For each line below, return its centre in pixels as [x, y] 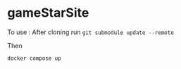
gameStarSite [48, 13]
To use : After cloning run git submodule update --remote [90, 32]
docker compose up [34, 58]
